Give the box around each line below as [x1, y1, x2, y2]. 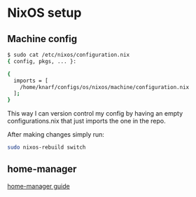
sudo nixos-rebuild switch [7, 144, 86, 151]
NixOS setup [7, 5, 82, 21]
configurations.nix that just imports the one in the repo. [7, 117, 166, 125]
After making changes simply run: [7, 130, 105, 139]
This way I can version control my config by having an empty [7, 109, 183, 118]
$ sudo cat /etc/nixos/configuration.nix [7, 51, 130, 58]
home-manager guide [7, 182, 70, 190]
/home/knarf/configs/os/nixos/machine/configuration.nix [20, 83, 190, 90]
